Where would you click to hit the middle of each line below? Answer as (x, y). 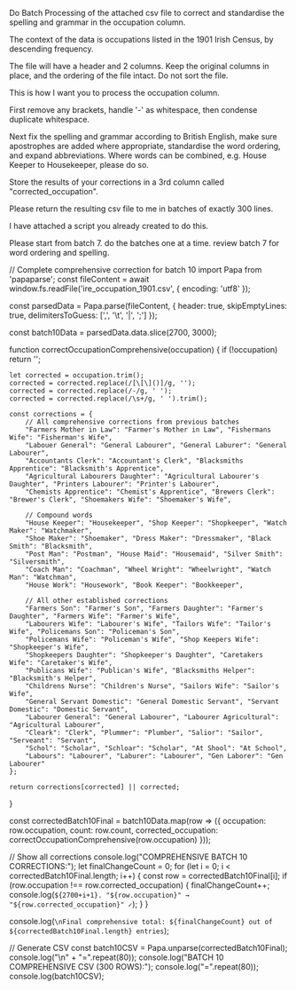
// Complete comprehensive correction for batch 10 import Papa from (136, 269)
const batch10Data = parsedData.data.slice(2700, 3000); (113, 333)
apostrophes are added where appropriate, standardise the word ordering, (145, 146)
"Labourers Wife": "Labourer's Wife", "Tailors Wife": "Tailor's (148, 624)
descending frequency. (51, 49)
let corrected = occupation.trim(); (77, 376)
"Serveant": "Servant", (53, 741)
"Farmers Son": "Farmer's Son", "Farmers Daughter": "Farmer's (144, 608)
